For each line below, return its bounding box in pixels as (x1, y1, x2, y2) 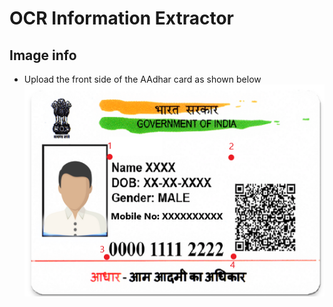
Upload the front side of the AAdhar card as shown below (23, 73, 262, 85)
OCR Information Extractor (9, 7, 235, 30)
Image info (9, 47, 77, 64)
